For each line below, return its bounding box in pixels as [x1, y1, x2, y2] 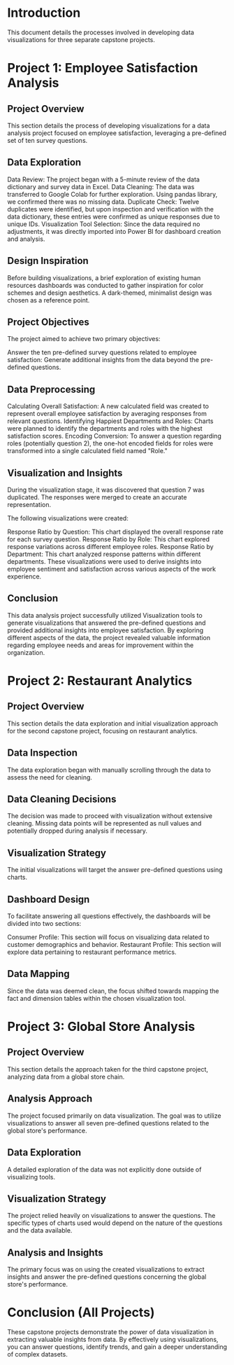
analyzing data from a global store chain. [7, 1072, 125, 1081]
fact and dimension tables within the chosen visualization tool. [7, 994, 187, 1002]
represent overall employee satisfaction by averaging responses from [7, 410, 207, 418]
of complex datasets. [7, 1350, 68, 1359]
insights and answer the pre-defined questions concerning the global [7, 1273, 207, 1281]
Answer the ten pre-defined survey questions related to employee [7, 348, 197, 356]
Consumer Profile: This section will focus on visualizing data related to [7, 933, 210, 941]
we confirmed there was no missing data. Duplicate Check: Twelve [7, 198, 200, 206]
